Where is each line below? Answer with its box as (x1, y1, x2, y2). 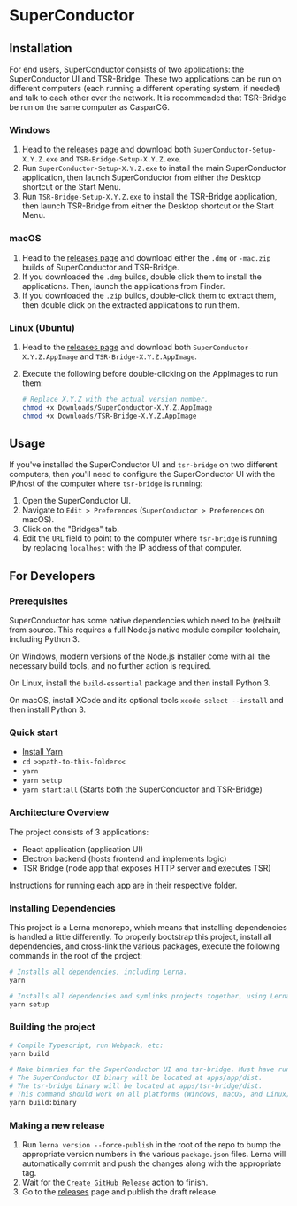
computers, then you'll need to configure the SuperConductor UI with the (9, 469, 276, 480)
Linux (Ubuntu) (9, 321, 75, 333)
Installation (9, 41, 72, 56)
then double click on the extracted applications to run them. (21, 299, 240, 310)
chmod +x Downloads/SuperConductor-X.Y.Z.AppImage (21, 403, 213, 412)
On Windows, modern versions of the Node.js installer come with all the (9, 651, 270, 662)
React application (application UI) (21, 843, 144, 854)
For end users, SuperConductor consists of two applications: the (9, 64, 245, 74)
